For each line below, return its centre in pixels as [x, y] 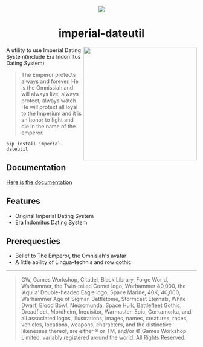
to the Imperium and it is [51, 113]
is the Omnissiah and [47, 87]
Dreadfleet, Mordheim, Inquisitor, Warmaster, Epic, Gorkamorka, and [106, 312]
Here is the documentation [39, 182]
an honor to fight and [47, 120]
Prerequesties [33, 241]
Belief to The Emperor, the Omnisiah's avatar [71, 256]
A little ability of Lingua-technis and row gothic [73, 262]
